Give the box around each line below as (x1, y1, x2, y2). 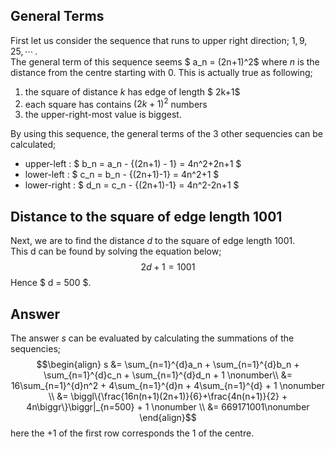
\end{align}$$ (139, 412, 197, 424)
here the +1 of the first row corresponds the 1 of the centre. (10, 427, 255, 439)
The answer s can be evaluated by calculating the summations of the (10, 332, 295, 344)
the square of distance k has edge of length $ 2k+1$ (24, 85, 241, 98)
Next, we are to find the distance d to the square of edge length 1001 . (10, 235, 296, 247)
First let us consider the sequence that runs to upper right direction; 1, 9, (10, 34, 308, 46)
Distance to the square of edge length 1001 (10, 208, 283, 225)
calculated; (10, 139, 57, 151)
